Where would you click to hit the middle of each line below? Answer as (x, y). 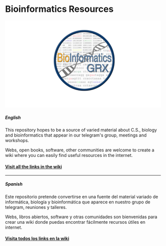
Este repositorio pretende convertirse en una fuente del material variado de (82, 197)
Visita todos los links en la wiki (37, 239)
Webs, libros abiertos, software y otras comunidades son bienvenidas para (81, 217)
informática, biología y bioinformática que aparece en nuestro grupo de (78, 202)
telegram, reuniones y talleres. (36, 207)
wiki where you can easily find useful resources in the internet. (69, 155)
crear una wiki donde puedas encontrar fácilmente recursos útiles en (75, 222)
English (13, 118)
